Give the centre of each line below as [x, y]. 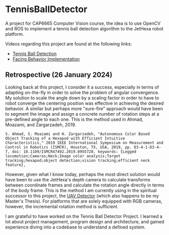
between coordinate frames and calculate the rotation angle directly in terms [85, 185]
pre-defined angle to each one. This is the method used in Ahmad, [74, 119]
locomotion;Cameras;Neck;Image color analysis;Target [63, 156]
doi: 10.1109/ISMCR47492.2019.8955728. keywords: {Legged [74, 152]
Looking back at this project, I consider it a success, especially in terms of [82, 87]
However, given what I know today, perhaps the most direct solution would [83, 174]
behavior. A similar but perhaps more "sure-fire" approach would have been [84, 108]
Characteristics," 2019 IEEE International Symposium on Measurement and [84, 143]
